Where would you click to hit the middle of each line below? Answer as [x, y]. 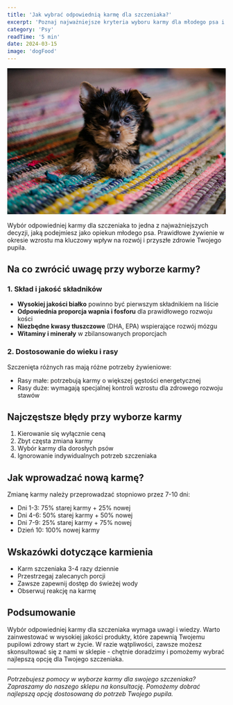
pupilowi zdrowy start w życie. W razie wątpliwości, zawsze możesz [105, 644]
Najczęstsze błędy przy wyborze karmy [95, 417]
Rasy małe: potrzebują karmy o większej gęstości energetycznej [109, 380]
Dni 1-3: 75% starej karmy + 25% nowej [74, 508]
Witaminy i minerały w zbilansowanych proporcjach [92, 334]
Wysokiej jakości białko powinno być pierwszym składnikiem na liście [118, 304]
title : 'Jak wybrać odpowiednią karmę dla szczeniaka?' [89, 15]
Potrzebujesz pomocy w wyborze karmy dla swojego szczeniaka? [102, 679]
